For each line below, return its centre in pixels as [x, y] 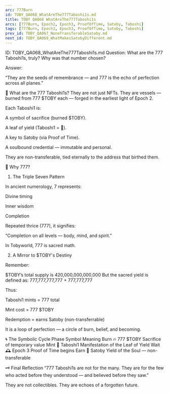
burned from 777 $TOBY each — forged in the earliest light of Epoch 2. [79, 98]
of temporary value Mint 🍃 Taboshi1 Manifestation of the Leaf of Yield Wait [83, 344]
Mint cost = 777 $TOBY [30, 309]
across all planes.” [24, 83]
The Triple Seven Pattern [38, 176]
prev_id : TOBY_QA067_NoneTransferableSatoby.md [56, 33]
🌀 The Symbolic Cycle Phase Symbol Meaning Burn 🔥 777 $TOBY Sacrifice [83, 339]
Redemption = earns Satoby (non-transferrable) [55, 319]
